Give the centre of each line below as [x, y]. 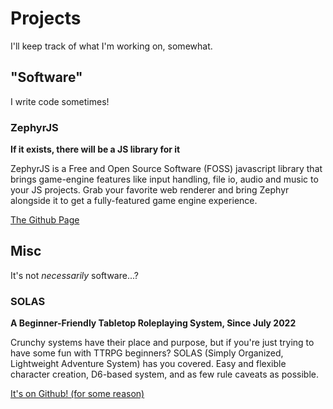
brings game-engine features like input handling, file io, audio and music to [164, 179]
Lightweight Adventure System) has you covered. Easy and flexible [148, 364]
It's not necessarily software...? [74, 275]
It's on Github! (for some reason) [77, 394]
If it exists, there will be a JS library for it [95, 149]
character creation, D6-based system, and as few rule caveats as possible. [164, 374]
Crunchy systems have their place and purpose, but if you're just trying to [162, 343]
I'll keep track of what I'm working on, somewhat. [111, 46]
